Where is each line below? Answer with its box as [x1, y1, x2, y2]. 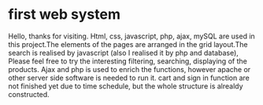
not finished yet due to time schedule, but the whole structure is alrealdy [8, 81, 243, 91]
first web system [8, 5, 120, 24]
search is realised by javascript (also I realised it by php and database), [8, 48, 239, 57]
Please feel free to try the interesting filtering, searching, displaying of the [8, 56, 248, 66]
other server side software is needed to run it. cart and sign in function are [8, 73, 250, 82]
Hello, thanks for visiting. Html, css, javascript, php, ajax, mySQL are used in [8, 31, 256, 41]
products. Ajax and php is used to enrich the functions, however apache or [8, 64, 251, 74]
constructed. [8, 89, 50, 99]
